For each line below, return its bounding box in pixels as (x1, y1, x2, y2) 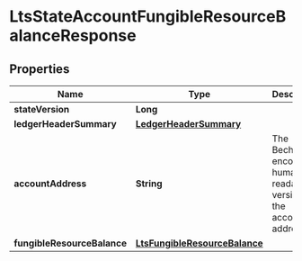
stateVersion (13, 103, 70, 115)
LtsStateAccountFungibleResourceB (9, 6, 287, 27)
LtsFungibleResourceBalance (135, 237, 263, 249)
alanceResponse (9, 25, 137, 46)
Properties (9, 61, 70, 76)
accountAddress (13, 177, 87, 190)
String (135, 177, 164, 190)
